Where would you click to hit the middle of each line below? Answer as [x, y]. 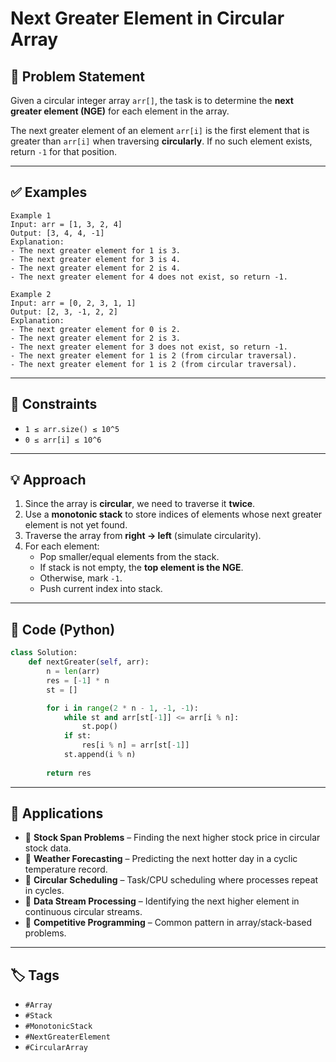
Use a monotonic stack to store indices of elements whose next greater [173, 514]
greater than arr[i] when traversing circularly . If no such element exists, [161, 141]
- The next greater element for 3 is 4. [96, 259]
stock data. [48, 848]
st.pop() [99, 727]
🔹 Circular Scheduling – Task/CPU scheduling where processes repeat [171, 880]
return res [69, 773]
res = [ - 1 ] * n [78, 680]
